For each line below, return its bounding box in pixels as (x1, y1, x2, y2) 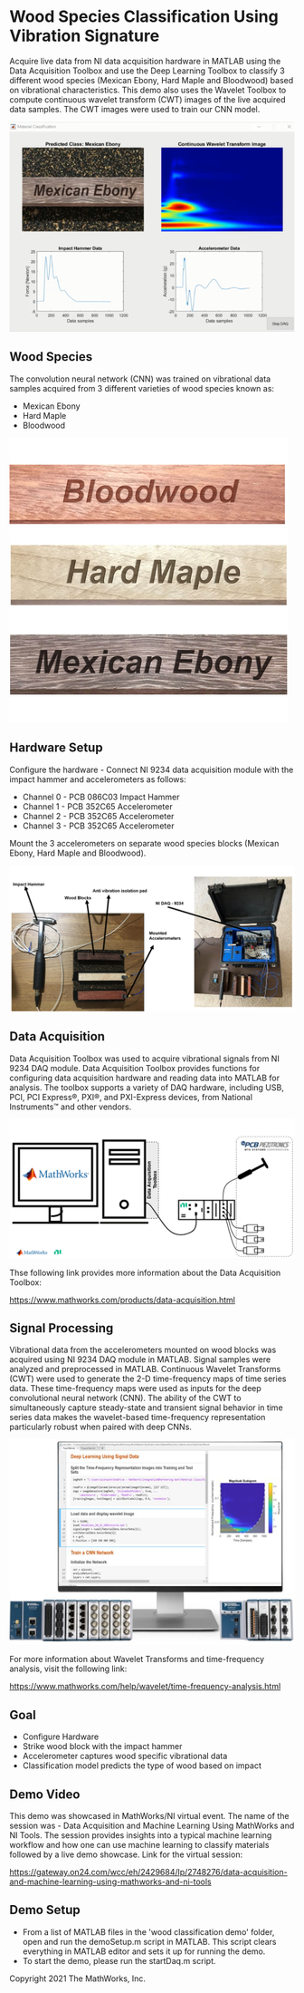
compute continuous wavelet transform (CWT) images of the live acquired (9, 93, 287, 105)
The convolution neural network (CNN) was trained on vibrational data (9, 373, 271, 384)
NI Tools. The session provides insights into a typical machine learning (9, 1829, 272, 1841)
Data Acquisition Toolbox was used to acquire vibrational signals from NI (9, 1053, 280, 1064)
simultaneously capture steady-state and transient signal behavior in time (9, 1402, 283, 1413)
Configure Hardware (22, 1731, 100, 1742)
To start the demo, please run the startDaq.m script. (22, 1955, 216, 1966)
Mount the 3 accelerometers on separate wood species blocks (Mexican (9, 837, 280, 848)
